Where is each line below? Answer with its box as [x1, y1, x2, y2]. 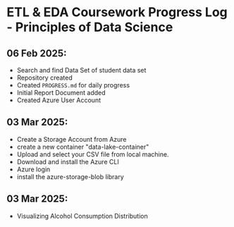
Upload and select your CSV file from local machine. [16, 149, 169, 159]
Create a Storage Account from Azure [16, 135, 128, 143]
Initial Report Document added [16, 89, 106, 97]
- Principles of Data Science [6, 19, 173, 35]
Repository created [16, 73, 73, 82]
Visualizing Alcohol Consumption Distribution [16, 211, 149, 220]
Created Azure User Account [16, 96, 101, 104]
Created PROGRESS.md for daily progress [16, 81, 130, 89]
